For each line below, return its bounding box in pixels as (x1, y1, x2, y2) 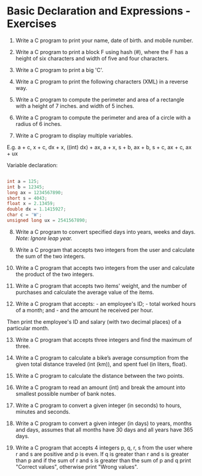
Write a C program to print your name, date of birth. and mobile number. (15, 37, 194, 44)
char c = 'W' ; (7, 212, 43, 218)
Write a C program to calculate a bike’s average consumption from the (15, 354, 189, 361)
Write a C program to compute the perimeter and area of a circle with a (15, 114, 191, 121)
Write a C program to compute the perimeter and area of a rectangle (15, 96, 185, 103)
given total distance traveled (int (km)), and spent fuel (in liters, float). (15, 360, 188, 367)
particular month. (7, 324, 50, 332)
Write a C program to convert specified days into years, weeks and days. (15, 228, 196, 235)
